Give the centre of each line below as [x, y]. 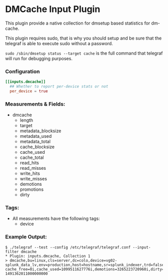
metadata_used [36, 136]
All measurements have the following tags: [56, 218]
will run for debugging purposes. [39, 58]
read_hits [29, 163]
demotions [31, 184]
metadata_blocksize [40, 131]
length [26, 120]
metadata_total [35, 142]
